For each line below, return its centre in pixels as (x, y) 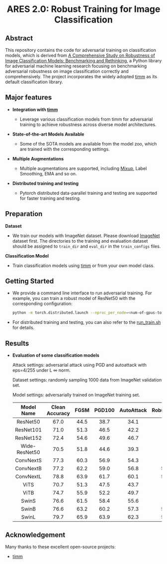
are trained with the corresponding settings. (65, 149)
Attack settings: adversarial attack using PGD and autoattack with (79, 365)
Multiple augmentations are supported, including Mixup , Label (83, 168)
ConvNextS (29, 460)
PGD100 (104, 411)
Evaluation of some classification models (56, 355)
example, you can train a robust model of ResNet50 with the (74, 298)
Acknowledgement (35, 535)
